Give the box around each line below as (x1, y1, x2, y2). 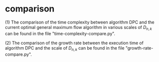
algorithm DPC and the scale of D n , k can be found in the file (5, 45, 125, 52)
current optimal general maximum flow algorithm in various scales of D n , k (5, 24, 152, 31)
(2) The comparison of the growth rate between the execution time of (5, 40, 144, 46)
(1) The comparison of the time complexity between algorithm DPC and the (5, 19, 155, 25)
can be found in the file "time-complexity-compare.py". (5, 30, 115, 37)
